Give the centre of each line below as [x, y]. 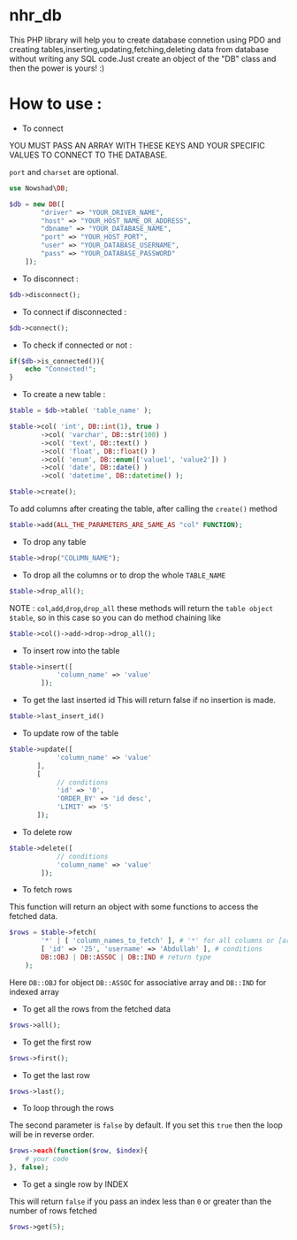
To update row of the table [70, 733]
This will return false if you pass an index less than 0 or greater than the [141, 1201]
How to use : [56, 104]
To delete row [47, 831]
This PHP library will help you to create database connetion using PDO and [145, 40]
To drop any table [54, 541]
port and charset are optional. [64, 172]
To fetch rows [47, 890]
